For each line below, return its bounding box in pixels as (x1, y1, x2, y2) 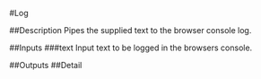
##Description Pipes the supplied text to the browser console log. (9, 25, 252, 35)
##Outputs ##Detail (9, 60, 83, 70)
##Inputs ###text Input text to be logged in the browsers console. (9, 42, 253, 53)
